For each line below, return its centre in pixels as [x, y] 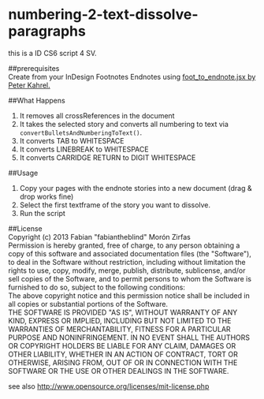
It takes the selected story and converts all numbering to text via [124, 124]
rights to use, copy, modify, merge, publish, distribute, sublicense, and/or [127, 270]
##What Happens [37, 100]
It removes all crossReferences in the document [97, 115]
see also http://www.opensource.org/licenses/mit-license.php [109, 386]
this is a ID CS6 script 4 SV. [52, 53]
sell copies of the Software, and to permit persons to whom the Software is [130, 278]
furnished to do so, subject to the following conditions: [97, 287]
